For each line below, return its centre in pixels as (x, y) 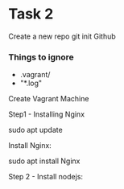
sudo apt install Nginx (44, 161)
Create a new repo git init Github (62, 36)
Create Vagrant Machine (49, 99)
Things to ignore (41, 57)
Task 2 (31, 14)
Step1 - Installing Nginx (47, 114)
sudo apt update (35, 130)
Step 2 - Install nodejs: (45, 177)
